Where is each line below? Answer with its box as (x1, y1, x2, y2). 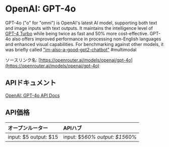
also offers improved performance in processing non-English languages (12, 36, 161, 42)
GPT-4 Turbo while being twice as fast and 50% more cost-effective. (5, 30, 149, 36)
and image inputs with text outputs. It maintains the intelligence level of (5, 25, 153, 31)
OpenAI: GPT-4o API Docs (5, 92, 60, 99)
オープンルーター (8, 124, 48, 131)
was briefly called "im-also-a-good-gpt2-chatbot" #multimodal (5, 46, 137, 53)
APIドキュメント (5, 79, 57, 87)
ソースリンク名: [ (5, 57, 40, 63)
